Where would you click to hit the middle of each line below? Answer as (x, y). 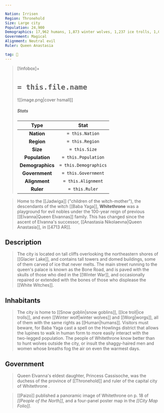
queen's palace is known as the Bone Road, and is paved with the (83, 269)
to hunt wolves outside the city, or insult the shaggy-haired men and (86, 343)
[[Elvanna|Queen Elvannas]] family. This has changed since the (81, 217)
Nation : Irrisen (21, 14)
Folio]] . (24, 406)
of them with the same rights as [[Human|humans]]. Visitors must (83, 323)
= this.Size (83, 149)
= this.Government (83, 173)
